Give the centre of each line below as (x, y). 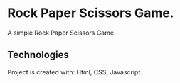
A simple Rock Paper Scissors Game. (62, 33)
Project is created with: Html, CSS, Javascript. (75, 72)
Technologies (38, 55)
